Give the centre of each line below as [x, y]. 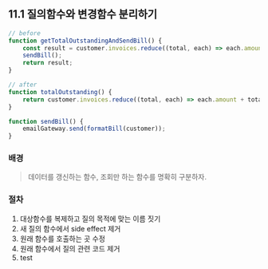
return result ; [48, 63]
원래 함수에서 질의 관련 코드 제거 [70, 248]
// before [25, 33]
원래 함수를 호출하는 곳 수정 [63, 239]
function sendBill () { [46, 121]
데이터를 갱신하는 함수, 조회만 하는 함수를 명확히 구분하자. [117, 177]
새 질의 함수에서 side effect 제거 [70, 228]
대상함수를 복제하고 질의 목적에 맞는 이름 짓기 [90, 219]
